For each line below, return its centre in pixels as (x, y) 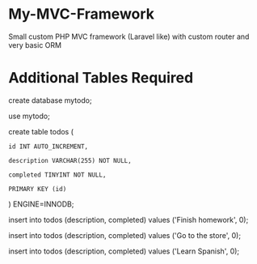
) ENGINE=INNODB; (41, 204)
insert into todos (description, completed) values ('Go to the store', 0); (124, 235)
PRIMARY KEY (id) (38, 189)
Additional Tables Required (101, 78)
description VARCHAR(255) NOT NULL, (70, 160)
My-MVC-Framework (82, 14)
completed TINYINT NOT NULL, (57, 175)
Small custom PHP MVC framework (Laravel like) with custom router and (129, 36)
